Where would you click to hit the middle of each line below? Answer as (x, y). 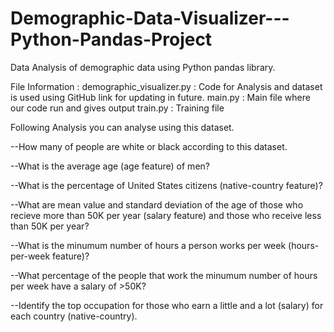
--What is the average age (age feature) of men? (110, 166)
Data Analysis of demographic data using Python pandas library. (143, 67)
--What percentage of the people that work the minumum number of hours (164, 275)
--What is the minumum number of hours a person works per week (148, 245)
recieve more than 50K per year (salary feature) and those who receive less (166, 215)
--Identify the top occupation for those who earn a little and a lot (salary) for (167, 305)
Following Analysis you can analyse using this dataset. (122, 127)
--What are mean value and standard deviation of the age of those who (157, 204)
